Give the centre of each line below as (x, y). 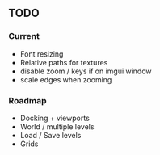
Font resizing (42, 54)
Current (24, 36)
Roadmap (27, 100)
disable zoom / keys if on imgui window (86, 71)
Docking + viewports (55, 118)
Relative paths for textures (64, 62)
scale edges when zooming (66, 79)
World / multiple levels (57, 126)
